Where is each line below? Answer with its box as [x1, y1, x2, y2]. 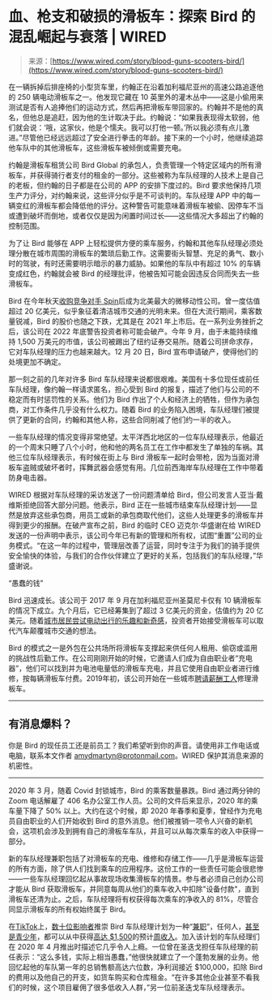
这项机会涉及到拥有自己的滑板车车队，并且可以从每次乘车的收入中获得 [22, 825, 257, 836]
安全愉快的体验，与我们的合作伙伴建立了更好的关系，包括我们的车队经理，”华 [8, 550, 264, 560]
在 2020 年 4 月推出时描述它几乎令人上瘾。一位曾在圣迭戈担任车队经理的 [8, 942, 252, 951]
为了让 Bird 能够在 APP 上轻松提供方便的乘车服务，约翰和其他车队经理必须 [8, 238, 257, 248]
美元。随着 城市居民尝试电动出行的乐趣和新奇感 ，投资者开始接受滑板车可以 [8, 615, 257, 625]
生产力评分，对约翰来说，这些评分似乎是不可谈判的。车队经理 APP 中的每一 [8, 190, 261, 200]
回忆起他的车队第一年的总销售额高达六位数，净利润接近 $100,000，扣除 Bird [8, 962, 263, 972]
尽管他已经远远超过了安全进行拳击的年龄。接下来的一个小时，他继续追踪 [22, 132, 264, 142]
